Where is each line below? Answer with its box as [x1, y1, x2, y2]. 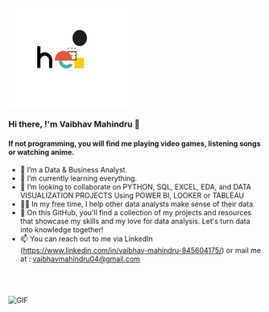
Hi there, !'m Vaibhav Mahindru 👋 [8, 119, 141, 130]
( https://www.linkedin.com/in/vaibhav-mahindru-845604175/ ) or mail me [19, 246, 262, 256]
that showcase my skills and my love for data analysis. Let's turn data [19, 216, 251, 227]
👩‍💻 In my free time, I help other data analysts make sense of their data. [19, 199, 255, 209]
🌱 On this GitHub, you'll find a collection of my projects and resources [19, 208, 252, 218]
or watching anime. [8, 147, 75, 156]
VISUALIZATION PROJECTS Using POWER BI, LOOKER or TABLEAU [19, 191, 244, 201]
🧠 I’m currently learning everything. [19, 173, 138, 183]
